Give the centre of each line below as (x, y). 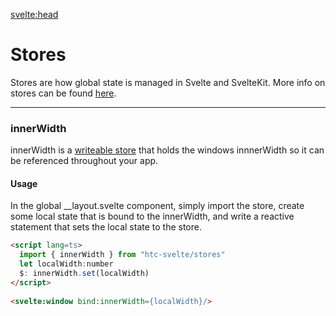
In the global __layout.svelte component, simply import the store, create (157, 206)
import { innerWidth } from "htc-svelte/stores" (122, 255)
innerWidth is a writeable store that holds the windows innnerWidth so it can (167, 150)
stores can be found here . (63, 93)
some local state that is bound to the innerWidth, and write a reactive (152, 216)
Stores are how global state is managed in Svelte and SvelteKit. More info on (168, 82)
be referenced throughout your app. (84, 161)
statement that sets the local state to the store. (106, 227)
